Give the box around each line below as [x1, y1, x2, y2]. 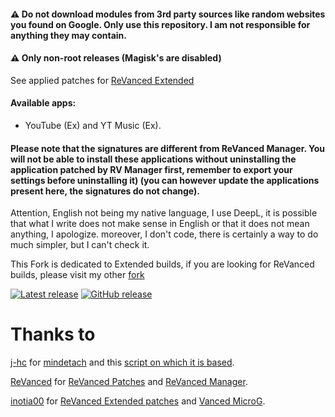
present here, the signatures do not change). [10, 185, 200, 197]
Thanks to [10, 323, 96, 346]
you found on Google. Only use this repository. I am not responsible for [10, 18, 311, 30]
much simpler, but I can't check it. [10, 239, 150, 251]
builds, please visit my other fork [10, 269, 145, 281]
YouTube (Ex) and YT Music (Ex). [24, 120, 162, 131]
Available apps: [10, 97, 77, 109]
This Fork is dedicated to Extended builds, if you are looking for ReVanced [10, 258, 315, 270]
